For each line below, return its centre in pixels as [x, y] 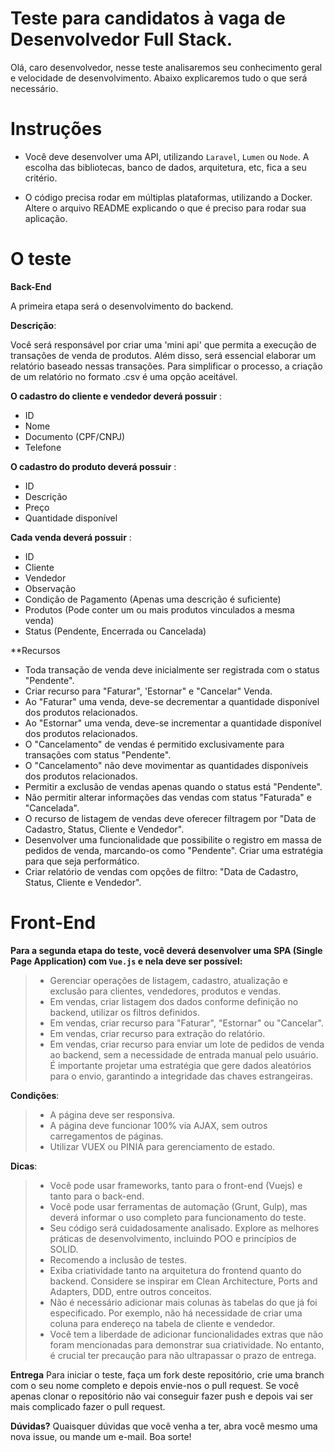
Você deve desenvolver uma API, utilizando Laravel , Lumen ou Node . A [167, 156]
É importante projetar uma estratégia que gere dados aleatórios [180, 1065]
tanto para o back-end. [97, 1196]
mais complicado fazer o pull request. [88, 1406]
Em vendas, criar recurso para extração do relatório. [157, 1033]
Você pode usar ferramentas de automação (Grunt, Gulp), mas [178, 1206]
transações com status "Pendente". [98, 754]
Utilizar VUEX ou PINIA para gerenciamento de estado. [162, 1146]
